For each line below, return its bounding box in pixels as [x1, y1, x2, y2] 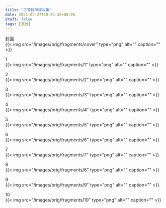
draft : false [5, 17, 33, 22]
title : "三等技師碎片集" [5, 7, 52, 13]
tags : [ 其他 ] [5, 21, 31, 27]
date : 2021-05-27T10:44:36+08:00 [5, 12, 75, 17]
